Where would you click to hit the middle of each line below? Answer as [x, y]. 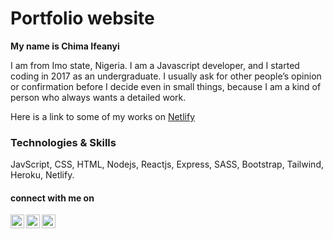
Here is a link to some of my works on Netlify [103, 116]
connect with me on [52, 198]
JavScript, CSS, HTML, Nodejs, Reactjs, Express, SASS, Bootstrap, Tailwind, [167, 164]
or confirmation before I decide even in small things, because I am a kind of [166, 86]
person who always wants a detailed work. [98, 97]
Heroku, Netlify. [42, 175]
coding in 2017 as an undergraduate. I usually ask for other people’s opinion [166, 76]
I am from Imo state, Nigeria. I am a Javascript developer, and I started [155, 65]
